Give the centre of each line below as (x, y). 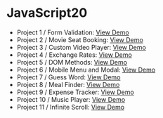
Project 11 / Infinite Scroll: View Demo (70, 107)
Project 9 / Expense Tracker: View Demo (75, 92)
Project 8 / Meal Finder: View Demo (68, 84)
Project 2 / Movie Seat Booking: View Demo (80, 39)
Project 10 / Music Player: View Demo (71, 99)
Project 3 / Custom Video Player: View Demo (81, 47)
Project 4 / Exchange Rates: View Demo (74, 55)
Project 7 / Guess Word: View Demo (69, 77)
